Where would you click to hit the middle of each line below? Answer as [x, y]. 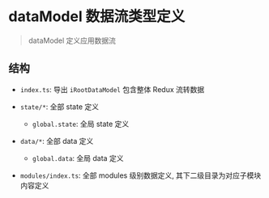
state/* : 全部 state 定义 [60, 107]
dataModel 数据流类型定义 [97, 17]
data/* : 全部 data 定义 [57, 141]
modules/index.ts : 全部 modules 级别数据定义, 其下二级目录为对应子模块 [141, 175]
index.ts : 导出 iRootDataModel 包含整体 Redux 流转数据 [112, 89]
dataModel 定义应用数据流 [72, 40]
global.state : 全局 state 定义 [81, 124]
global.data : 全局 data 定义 [78, 158]
